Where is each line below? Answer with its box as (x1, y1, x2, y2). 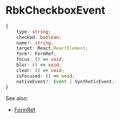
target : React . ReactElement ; (16, 45, 89, 51)
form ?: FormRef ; (16, 51, 57, 57)
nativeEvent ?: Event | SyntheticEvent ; (16, 79, 115, 84)
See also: (5, 95, 29, 102)
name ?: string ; (16, 40, 54, 46)
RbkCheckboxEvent (5, 4, 105, 17)
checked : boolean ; (16, 34, 62, 40)
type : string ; (16, 29, 51, 35)
